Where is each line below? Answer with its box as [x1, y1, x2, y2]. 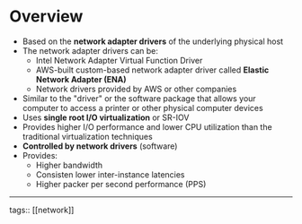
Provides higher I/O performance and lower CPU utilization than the [22, 121, 272, 132]
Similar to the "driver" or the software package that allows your [22, 92, 256, 104]
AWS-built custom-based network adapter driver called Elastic [35, 65, 270, 75]
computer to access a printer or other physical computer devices [22, 102, 263, 113]
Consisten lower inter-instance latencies [35, 168, 186, 180]
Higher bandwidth [35, 159, 103, 170]
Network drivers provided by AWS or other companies [35, 83, 237, 94]
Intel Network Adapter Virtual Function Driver [35, 55, 203, 65]
